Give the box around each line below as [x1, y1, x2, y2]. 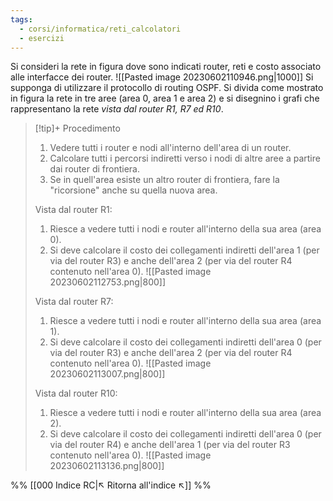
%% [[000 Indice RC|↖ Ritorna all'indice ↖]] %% [10, 479, 212, 491]
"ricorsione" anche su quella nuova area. [49, 184, 218, 196]
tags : [10, 14, 33, 25]
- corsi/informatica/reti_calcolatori [19, 24, 182, 34]
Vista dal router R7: [34, 296, 114, 308]
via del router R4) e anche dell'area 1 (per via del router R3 [49, 439, 291, 451]
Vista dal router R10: [34, 387, 118, 400]
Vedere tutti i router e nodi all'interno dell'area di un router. [49, 142, 292, 154]
